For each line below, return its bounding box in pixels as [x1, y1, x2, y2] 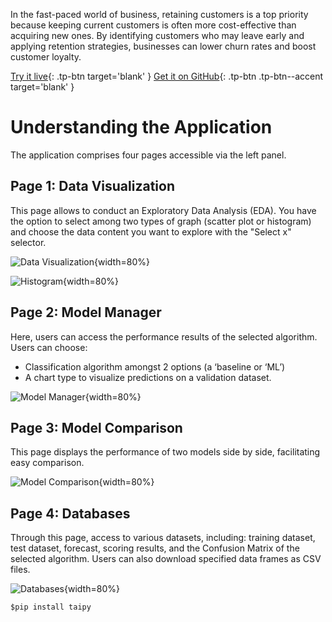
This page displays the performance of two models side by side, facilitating [10, 446, 321, 458]
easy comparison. [10, 457, 85, 469]
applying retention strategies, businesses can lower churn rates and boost [10, 40, 317, 52]
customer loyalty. [10, 51, 82, 63]
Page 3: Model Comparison [10, 419, 183, 436]
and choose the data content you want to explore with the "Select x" [10, 225, 292, 238]
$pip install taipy [10, 602, 92, 613]
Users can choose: [10, 341, 88, 353]
